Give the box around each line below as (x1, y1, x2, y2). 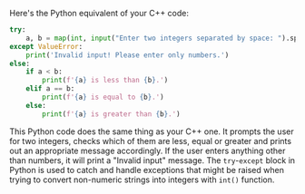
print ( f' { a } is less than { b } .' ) (42, 76, 169, 85)
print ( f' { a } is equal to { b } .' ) (42, 92, 165, 102)
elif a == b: (25, 84, 75, 93)
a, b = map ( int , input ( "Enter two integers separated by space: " (25, 34, 282, 43)
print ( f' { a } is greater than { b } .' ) (42, 109, 181, 119)
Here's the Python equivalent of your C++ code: (9, 8, 189, 18)
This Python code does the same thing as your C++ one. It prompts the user (9, 126, 294, 137)
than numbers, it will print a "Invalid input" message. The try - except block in (9, 154, 296, 166)
